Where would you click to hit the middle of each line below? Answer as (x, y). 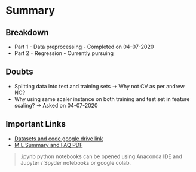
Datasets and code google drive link (59, 139)
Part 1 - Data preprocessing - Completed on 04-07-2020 (84, 47)
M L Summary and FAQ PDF (48, 145)
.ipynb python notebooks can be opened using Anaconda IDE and (101, 156)
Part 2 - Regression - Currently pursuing (64, 53)
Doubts (19, 72)
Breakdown (27, 33)
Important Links (36, 124)
